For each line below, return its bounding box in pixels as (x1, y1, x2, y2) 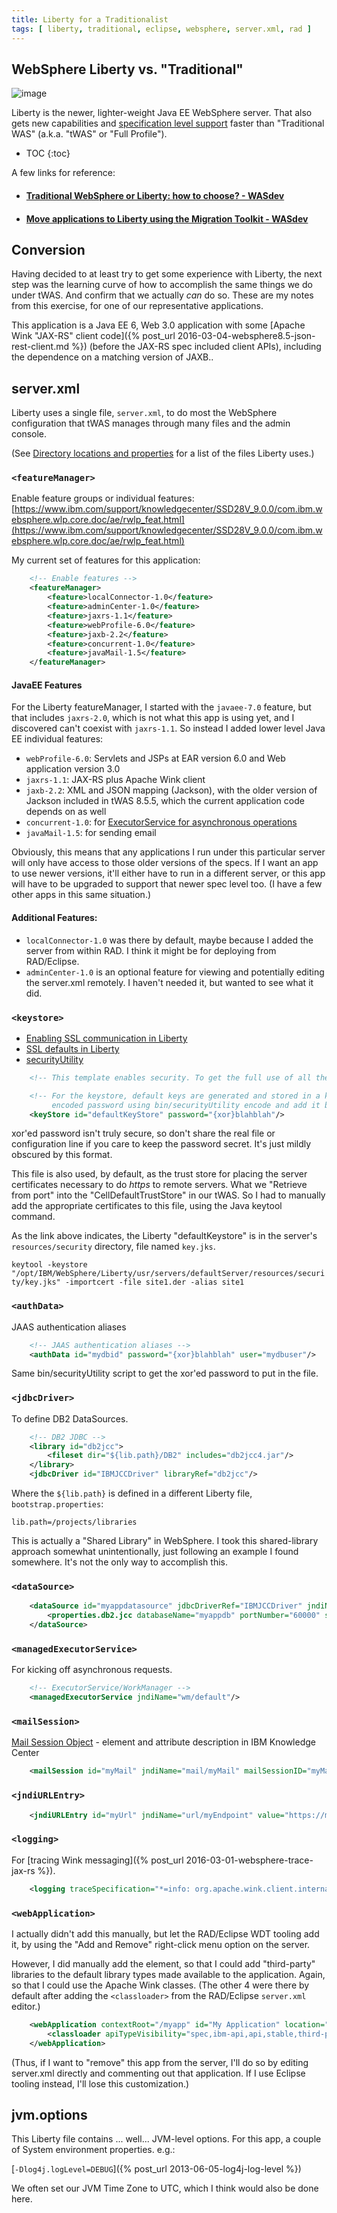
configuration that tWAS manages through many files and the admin (11, 417, 291, 430)
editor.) (11, 2000, 41, 2012)
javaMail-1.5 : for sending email (25, 827, 157, 839)
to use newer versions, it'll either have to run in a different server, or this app (11, 867, 326, 880)
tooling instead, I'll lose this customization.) (11, 2077, 190, 2090)
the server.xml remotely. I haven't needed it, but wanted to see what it (25, 976, 314, 988)
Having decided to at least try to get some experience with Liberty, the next (11, 268, 323, 280)
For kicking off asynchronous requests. (11, 1664, 173, 1676)
